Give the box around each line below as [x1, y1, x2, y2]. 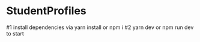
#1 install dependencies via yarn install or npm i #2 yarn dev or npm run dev [6, 24, 194, 31]
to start [6, 30, 24, 37]
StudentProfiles [6, 4, 87, 18]
